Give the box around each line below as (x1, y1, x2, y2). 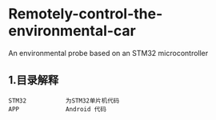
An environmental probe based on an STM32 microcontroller (8, 48, 209, 58)
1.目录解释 (8, 74, 59, 87)
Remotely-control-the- (8, 5, 163, 23)
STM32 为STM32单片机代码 (8, 97, 120, 105)
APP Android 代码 (8, 105, 106, 113)
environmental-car (8, 22, 136, 40)
